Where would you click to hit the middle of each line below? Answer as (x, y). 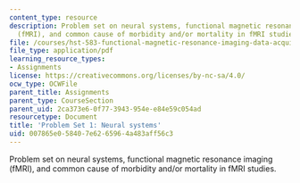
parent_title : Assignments (59, 92)
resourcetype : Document (54, 117)
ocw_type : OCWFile (43, 84)
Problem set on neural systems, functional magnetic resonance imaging (141, 159)
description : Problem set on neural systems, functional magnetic (135, 26)
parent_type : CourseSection (62, 100)
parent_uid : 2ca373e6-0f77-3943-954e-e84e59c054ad (105, 109)
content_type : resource (54, 17)
